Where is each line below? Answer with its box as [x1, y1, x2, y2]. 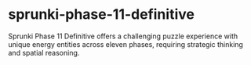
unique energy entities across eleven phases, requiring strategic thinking [8, 39, 243, 49]
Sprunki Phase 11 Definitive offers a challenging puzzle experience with [8, 31, 238, 41]
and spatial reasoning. [8, 48, 80, 57]
